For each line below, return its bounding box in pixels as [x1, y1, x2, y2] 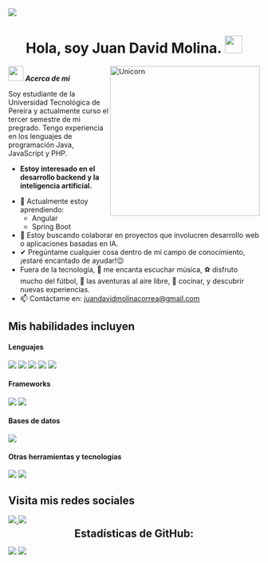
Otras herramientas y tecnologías [8, 451, 122, 462]
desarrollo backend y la [19, 172, 100, 182]
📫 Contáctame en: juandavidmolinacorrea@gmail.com [19, 293, 200, 303]
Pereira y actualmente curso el [8, 105, 109, 115]
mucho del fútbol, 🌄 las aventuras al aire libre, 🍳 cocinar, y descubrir [19, 276, 245, 286]
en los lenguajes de [8, 131, 73, 141]
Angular [31, 213, 58, 223]
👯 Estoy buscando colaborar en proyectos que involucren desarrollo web [19, 230, 259, 240]
